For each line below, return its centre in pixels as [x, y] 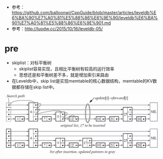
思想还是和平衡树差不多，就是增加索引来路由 [64, 75]
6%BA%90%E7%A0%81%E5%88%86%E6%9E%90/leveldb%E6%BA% [85, 18]
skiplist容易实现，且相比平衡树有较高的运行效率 [67, 69]
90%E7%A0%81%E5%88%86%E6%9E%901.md [61, 23]
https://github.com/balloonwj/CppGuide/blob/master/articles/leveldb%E [84, 13]
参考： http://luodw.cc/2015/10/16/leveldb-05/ [57, 29]
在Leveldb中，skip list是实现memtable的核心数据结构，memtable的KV [82, 81]
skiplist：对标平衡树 [31, 63]
